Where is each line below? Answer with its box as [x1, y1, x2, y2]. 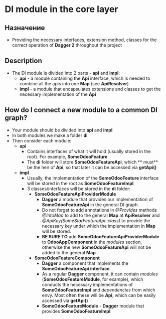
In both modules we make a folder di [12, 132, 88, 138]
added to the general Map [42, 249, 96, 255]
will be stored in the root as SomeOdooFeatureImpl [27, 180, 134, 186]
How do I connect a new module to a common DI [5, 106, 157, 114]
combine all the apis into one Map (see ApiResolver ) [19, 80, 129, 86]
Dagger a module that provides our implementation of [42, 196, 153, 202]
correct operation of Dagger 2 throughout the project [12, 42, 122, 48]
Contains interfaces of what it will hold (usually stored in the [27, 148, 151, 154]
